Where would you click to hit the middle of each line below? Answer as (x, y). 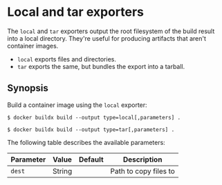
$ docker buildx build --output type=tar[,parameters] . (91, 129)
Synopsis (28, 88)
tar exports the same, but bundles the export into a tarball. (101, 66)
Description (142, 159)
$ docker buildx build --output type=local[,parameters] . (94, 117)
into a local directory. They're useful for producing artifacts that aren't (107, 38)
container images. (33, 46)
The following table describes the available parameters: (86, 142)
